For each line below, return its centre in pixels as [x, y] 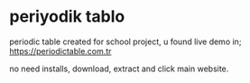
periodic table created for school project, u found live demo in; [125, 41]
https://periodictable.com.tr [60, 51]
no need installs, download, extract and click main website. [119, 69]
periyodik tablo [67, 17]
